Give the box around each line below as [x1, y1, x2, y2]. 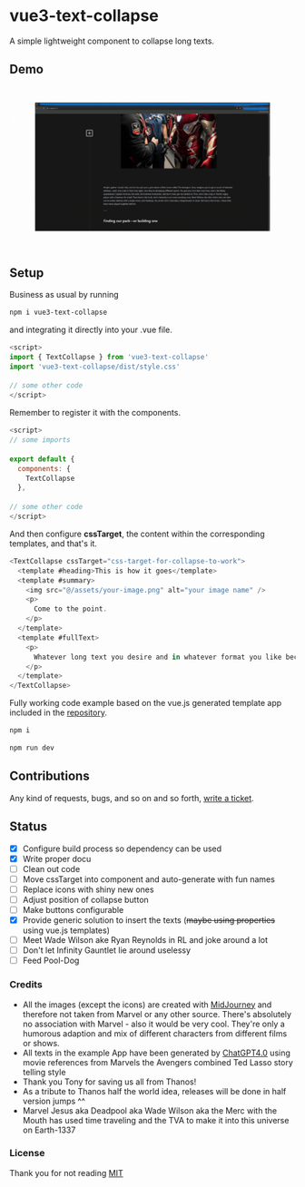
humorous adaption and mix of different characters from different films [22, 1027, 288, 1039]
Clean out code [22, 863, 81, 874]
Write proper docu [22, 853, 92, 864]
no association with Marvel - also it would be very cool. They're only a [22, 1018, 286, 1029]
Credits [9, 978, 43, 991]
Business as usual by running [9, 289, 120, 300]
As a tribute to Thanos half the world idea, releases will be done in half [22, 1085, 287, 1096]
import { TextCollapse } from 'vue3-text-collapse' [9, 352, 209, 361]
